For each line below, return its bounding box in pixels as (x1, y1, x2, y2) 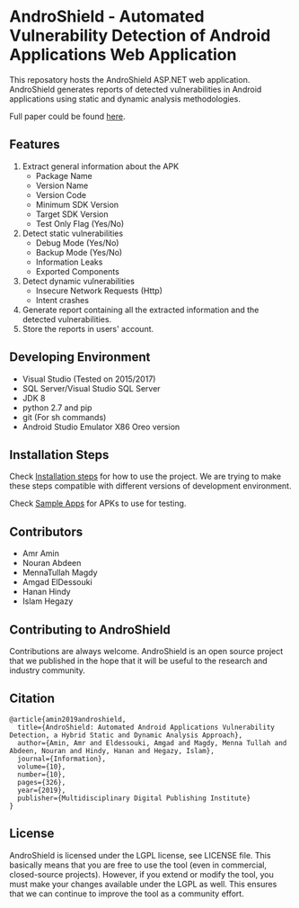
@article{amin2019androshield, (9, 715, 127, 724)
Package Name (35, 170, 92, 181)
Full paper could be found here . (9, 111, 126, 121)
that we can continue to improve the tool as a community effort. (9, 888, 244, 899)
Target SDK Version (35, 209, 110, 220)
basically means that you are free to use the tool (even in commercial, (9, 859, 268, 870)
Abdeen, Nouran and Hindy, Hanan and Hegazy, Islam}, (9, 746, 215, 755)
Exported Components (35, 265, 119, 276)
